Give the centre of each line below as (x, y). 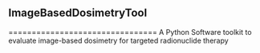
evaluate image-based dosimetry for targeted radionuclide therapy (118, 40)
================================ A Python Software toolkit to (130, 32)
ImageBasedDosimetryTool (78, 13)
